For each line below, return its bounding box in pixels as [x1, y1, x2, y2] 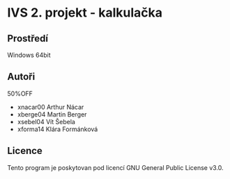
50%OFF [7, 89, 33, 98]
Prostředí [7, 33, 49, 44]
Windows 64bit [7, 51, 51, 59]
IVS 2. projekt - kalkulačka [7, 5, 162, 21]
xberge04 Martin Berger [17, 110, 87, 119]
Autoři [7, 71, 36, 83]
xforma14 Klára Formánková [17, 125, 98, 133]
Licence [7, 145, 43, 157]
